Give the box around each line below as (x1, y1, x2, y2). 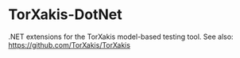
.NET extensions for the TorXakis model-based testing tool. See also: (8, 32, 234, 41)
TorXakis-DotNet (8, 6, 123, 24)
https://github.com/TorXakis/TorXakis (8, 40, 131, 49)
